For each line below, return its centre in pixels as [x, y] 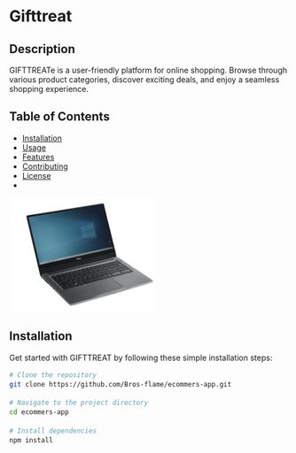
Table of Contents [60, 117]
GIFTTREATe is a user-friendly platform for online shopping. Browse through [148, 70]
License [36, 175]
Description [42, 49]
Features [38, 157]
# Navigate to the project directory [79, 403]
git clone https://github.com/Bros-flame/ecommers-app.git [121, 384]
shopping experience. [49, 89]
